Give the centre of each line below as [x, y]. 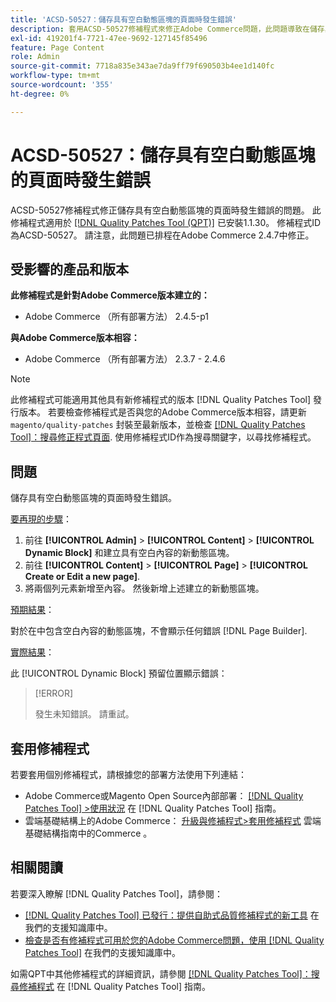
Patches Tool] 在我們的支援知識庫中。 [102, 952]
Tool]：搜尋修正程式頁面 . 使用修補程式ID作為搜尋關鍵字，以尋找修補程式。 [163, 437]
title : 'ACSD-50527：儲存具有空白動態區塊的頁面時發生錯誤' [123, 19]
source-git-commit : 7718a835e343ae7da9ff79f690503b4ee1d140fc [142, 66]
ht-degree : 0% [40, 94]
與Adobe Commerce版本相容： [75, 338]
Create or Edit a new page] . [82, 577]
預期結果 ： [32, 610]
